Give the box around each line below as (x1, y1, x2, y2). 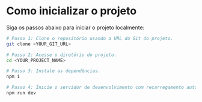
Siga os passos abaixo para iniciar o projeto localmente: (6, 24, 145, 31)
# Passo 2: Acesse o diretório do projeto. (6, 52, 117, 58)
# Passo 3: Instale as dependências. (6, 68, 101, 74)
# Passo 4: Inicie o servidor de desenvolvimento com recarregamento (6, 85, 185, 91)
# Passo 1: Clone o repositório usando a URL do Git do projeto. (6, 35, 173, 41)
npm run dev (6, 90, 36, 96)
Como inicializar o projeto (6, 4, 137, 18)
